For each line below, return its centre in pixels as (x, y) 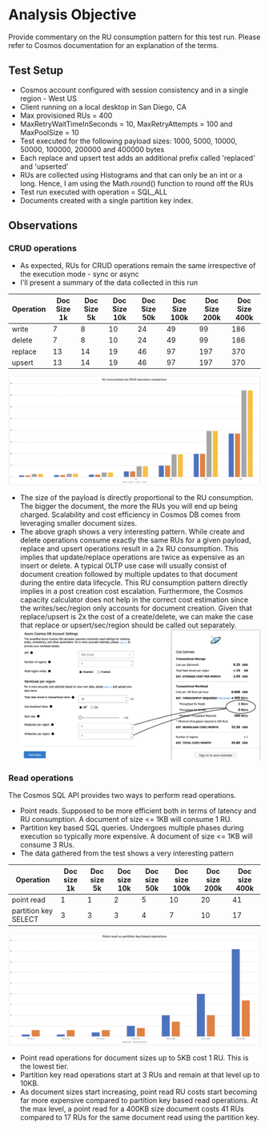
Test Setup (36, 71)
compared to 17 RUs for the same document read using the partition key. (139, 1117)
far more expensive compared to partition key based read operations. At (139, 1100)
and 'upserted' (44, 166)
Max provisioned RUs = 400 (66, 115)
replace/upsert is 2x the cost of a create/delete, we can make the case (137, 616)
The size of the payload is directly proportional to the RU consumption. (137, 497)
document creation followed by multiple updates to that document (129, 574)
